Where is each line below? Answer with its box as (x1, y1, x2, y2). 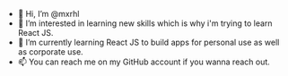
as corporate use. (17, 46, 83, 57)
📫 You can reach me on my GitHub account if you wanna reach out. (17, 56, 271, 67)
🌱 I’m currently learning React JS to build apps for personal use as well (17, 37, 280, 47)
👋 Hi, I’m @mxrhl (17, 9, 80, 19)
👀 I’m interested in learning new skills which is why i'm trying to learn (17, 18, 273, 29)
